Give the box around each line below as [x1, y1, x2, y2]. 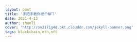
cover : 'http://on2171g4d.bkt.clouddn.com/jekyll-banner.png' [5, 25, 134, 30]
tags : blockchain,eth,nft [5, 29, 57, 34]
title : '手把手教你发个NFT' [5, 12, 57, 16]
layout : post [5, 7, 32, 12]
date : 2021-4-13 [5, 16, 38, 21]
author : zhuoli [5, 20, 36, 26]
